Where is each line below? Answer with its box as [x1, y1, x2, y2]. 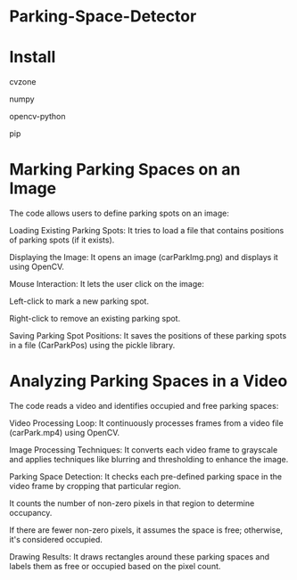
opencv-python [9, 111, 66, 122]
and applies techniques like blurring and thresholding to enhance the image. [9, 454, 289, 464]
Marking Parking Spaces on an [9, 159, 241, 180]
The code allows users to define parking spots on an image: [9, 208, 229, 219]
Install [9, 47, 56, 68]
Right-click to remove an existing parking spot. [9, 314, 181, 324]
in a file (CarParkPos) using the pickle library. [9, 340, 176, 351]
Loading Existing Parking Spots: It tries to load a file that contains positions [9, 225, 285, 236]
